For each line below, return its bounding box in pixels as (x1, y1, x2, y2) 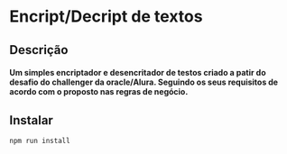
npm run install (9, 136, 70, 145)
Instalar (9, 113, 54, 128)
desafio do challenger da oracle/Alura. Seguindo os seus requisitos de (9, 77, 278, 87)
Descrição (9, 42, 69, 58)
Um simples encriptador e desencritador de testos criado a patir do (9, 68, 266, 78)
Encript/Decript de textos (9, 6, 203, 27)
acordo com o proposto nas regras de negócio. (9, 86, 189, 97)
